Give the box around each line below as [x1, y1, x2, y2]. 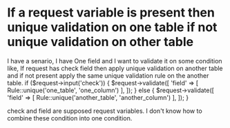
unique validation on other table [7, 34, 194, 50]
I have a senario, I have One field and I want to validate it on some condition [7, 56, 222, 65]
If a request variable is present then [7, 5, 215, 21]
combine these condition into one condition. [7, 114, 133, 122]
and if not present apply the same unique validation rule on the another [7, 71, 209, 80]
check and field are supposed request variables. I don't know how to [7, 107, 202, 115]
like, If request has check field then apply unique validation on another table [7, 64, 223, 72]
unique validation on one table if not [7, 19, 218, 35]
